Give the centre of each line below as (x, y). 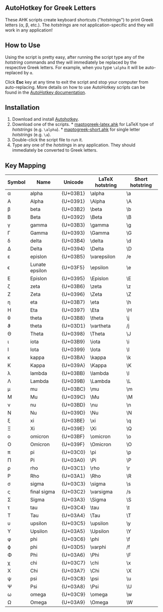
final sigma (42, 492)
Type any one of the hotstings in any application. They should (74, 145)
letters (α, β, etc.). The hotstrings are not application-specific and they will (79, 25)
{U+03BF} (73, 437)
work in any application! (29, 30)
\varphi (98, 547)
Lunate (38, 264)
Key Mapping (25, 166)
